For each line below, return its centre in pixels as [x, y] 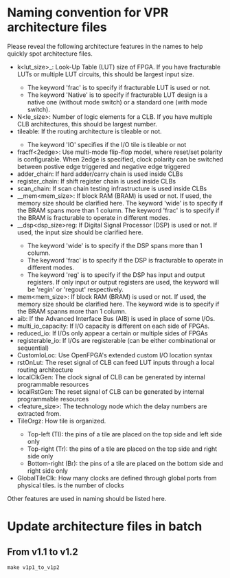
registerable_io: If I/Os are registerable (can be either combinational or [116, 340]
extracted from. [39, 413]
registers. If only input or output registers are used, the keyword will [123, 282]
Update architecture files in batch [105, 526]
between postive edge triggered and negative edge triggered [104, 166]
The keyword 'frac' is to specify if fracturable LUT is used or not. [119, 87]
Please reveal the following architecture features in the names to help [105, 46]
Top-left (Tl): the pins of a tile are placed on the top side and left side [125, 434]
